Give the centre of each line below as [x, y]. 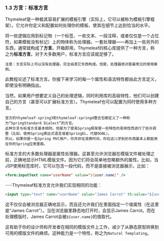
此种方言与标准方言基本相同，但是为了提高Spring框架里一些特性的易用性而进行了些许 [79, 129]
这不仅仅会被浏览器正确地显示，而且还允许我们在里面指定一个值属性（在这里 [82, 204]
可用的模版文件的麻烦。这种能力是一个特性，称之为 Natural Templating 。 [78, 233]
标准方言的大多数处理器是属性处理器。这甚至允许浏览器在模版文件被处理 [78, 154]
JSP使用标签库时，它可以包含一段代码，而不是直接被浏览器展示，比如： [77, 166]
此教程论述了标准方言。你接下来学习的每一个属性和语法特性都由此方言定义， [82, 79]
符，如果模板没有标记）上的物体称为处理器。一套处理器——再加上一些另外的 [82, 42]
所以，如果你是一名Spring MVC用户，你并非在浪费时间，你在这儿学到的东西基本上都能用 [81, 139]
